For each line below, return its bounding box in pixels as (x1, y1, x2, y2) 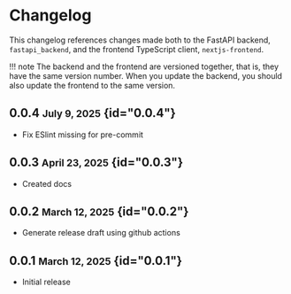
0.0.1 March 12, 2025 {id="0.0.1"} (9, 253, 183, 268)
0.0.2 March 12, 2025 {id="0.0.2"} (9, 204, 189, 219)
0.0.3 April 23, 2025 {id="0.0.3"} (9, 155, 184, 170)
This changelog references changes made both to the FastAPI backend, (9, 35, 272, 45)
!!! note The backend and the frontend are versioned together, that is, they (9, 61, 280, 72)
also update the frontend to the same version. (9, 80, 175, 90)
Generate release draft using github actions (21, 228, 181, 238)
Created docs (21, 178, 73, 189)
